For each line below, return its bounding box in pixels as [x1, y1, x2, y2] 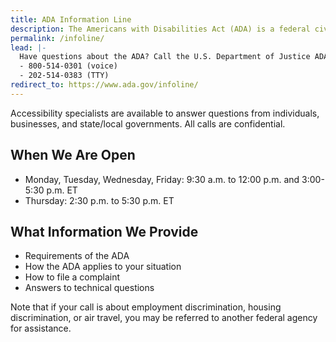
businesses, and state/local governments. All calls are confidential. [10, 117, 286, 130]
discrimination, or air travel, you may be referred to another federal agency [10, 312, 318, 324]
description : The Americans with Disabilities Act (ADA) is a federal [10, 24, 311, 34]
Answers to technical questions [24, 282, 155, 294]
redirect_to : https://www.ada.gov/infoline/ [10, 80, 199, 90]
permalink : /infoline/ [10, 33, 105, 43]
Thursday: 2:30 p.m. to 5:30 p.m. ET [24, 194, 175, 206]
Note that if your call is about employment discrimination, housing [10, 301, 282, 313]
